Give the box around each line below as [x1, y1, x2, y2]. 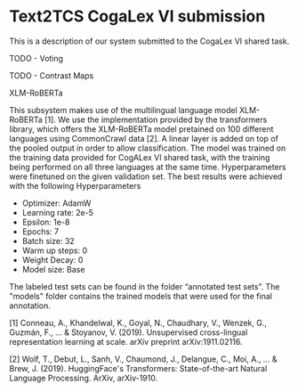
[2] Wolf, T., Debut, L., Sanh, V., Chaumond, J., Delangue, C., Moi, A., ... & [9, 354, 278, 364]
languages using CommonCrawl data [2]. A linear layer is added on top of [9, 133, 278, 143]
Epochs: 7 [21, 225, 60, 237]
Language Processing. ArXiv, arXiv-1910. [9, 372, 158, 383]
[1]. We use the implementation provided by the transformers [44, 114, 268, 125]
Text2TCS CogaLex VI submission [9, 6, 266, 27]
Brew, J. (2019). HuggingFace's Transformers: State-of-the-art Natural [9, 363, 268, 373]
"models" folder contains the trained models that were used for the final [9, 290, 273, 301]
